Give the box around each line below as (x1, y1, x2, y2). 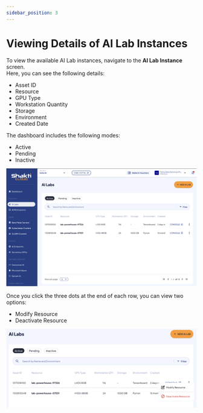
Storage (14, 107, 35, 114)
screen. (6, 63, 25, 70)
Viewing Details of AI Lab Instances (6, 36, 188, 50)
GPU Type (14, 94, 41, 101)
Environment (14, 113, 47, 121)
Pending (14, 150, 36, 157)
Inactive (14, 156, 35, 164)
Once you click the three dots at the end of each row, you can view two (6, 292, 184, 300)
